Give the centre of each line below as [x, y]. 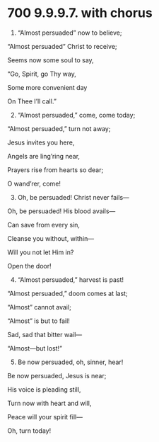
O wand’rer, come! [34, 183]
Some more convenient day [47, 87]
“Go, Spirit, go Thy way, [42, 74]
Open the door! [29, 266]
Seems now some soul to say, [51, 60]
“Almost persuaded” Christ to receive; [63, 46]
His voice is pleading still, [44, 389]
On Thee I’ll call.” [32, 101]
